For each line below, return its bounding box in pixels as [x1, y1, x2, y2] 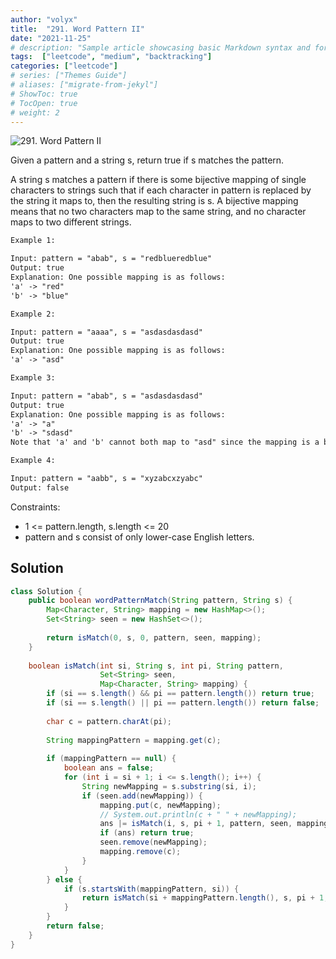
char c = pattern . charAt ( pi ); [46, 716, 172, 726]
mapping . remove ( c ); [99, 847, 182, 857]
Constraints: [10, 501, 61, 513]
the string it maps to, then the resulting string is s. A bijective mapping [10, 195, 299, 207]
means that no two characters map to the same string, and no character [10, 206, 307, 218]
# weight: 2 [10, 107, 60, 118]
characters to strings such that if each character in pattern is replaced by [10, 184, 312, 196]
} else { [46, 874, 83, 885]
